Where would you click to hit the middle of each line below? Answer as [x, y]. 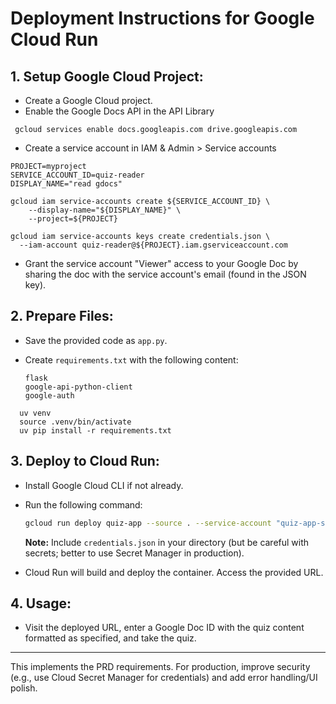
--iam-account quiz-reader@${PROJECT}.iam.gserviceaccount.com [153, 245]
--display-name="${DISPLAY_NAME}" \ [105, 210]
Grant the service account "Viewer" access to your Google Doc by [161, 263]
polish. [24, 688]
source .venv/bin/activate [75, 422]
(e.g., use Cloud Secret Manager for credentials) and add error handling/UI [164, 678]
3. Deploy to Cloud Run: [85, 461]
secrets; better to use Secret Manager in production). [134, 553]
